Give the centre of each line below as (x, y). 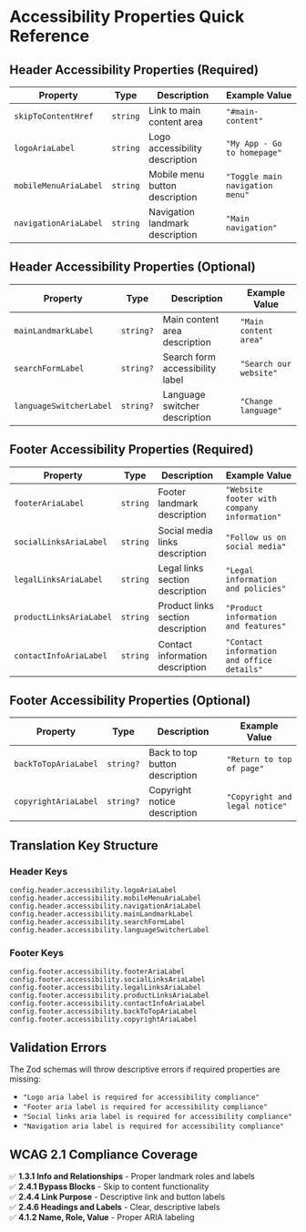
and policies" (256, 588)
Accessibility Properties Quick (127, 17)
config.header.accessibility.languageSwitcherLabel (109, 931)
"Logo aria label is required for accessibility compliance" (141, 1098)
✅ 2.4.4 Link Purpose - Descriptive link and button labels (117, 1197)
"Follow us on (256, 537)
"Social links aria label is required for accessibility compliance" (158, 1117)
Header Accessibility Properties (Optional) (133, 267)
